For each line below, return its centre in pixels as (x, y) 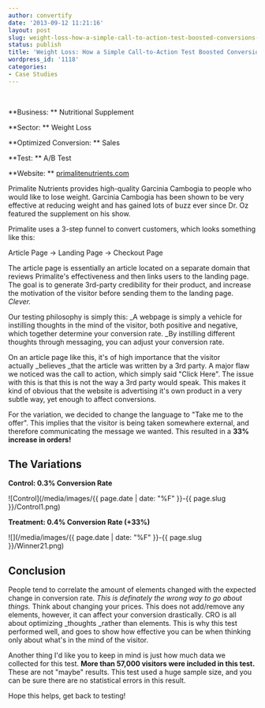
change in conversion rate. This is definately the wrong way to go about (125, 598)
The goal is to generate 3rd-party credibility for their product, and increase (130, 284)
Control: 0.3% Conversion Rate (60, 483)
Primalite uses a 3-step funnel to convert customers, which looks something (132, 229)
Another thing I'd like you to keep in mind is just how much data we (117, 655)
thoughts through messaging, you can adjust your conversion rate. (116, 342)
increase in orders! (40, 440)
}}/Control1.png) (34, 507)
